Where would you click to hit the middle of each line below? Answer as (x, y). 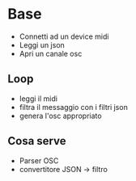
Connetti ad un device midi (64, 36)
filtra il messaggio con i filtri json (74, 107)
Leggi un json (42, 44)
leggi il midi (38, 99)
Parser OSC (39, 160)
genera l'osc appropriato (60, 116)
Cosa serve (37, 141)
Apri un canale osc (51, 53)
